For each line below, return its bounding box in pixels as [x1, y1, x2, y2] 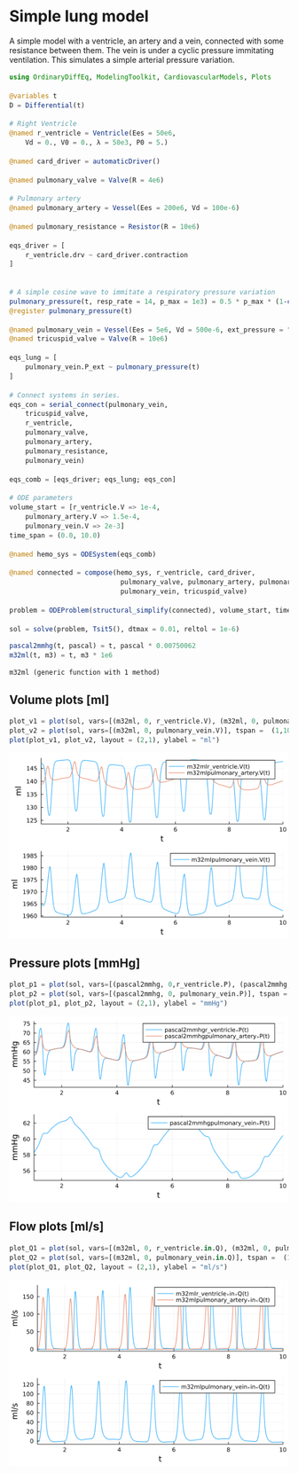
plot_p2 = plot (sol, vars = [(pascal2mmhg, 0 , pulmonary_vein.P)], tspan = [9, 990, 288, 999]
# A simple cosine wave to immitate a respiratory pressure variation [9, 288, 276, 297]
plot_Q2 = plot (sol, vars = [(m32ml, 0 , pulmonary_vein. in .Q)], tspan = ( [9, 1253, 288, 1262]
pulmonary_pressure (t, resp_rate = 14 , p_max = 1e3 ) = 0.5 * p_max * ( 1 [9, 297, 284, 306]
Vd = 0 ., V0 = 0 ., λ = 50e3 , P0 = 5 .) [25, 138, 169, 147]
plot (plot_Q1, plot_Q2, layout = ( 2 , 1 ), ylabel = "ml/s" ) [9, 1262, 228, 1272]
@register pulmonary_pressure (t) [9, 306, 133, 316]
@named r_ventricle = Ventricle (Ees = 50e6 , [9, 129, 176, 138]
